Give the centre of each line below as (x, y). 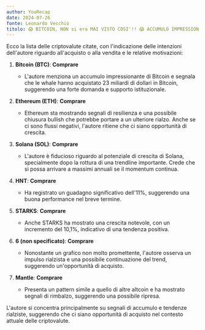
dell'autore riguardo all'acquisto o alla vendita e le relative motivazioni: (95, 53)
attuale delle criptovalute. (38, 321)
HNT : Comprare (36, 181)
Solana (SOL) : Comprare (46, 145)
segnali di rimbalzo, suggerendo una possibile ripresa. (92, 296)
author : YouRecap (28, 12)
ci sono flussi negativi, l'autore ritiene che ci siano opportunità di (106, 126)
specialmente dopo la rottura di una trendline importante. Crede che (110, 163)
